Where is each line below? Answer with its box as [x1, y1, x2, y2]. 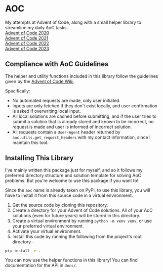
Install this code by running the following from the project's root [12, 233, 142, 239]
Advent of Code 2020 [5, 30, 49, 36]
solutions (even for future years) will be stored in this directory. [12, 212, 141, 218]
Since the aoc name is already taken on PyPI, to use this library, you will [5, 187, 150, 193]
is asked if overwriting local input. [12, 108, 81, 114]
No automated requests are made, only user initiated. [12, 97, 121, 103]
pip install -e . [5, 248, 41, 253]
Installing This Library [5, 154, 74, 162]
